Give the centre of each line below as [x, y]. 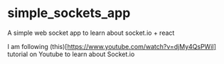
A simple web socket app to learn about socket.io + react [91, 33]
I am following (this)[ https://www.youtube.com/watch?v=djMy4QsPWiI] [112, 46]
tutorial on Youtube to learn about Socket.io [71, 54]
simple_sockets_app [69, 13]
